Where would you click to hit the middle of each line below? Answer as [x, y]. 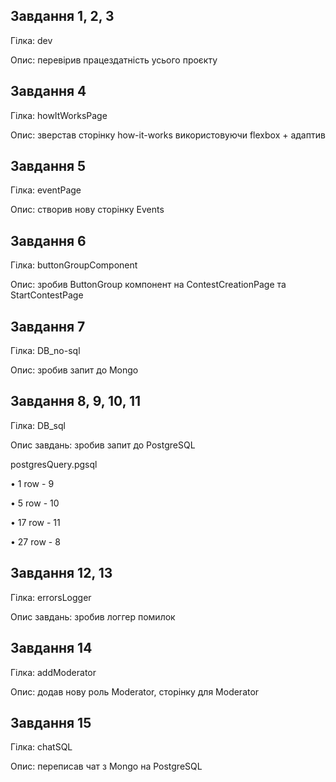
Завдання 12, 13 [61, 573]
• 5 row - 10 [35, 503]
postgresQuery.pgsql [54, 464]
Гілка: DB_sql [38, 425]
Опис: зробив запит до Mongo [74, 370]
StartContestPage [47, 295]
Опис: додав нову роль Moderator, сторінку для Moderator [135, 691]
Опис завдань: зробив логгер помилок [93, 616]
